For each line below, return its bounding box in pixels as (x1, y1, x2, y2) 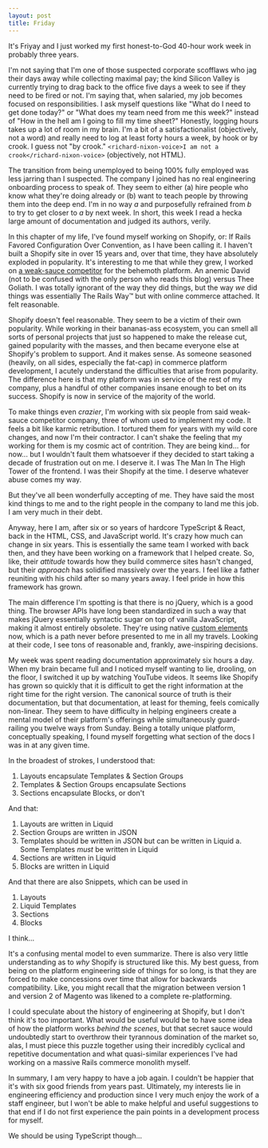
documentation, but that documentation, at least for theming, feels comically (8, 698, 260, 707)
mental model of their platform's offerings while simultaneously (8, 715, 216, 724)
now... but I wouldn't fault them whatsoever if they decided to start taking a (8, 449, 255, 459)
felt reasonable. (8, 299, 60, 309)
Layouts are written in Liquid (19, 819, 113, 829)
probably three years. (8, 49, 80, 59)
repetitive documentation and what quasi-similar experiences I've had (8, 1049, 238, 1059)
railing (8, 723, 30, 733)
